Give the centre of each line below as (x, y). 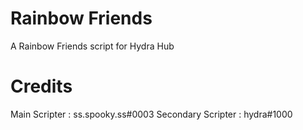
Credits (41, 86)
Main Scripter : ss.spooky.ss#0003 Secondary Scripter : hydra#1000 (151, 114)
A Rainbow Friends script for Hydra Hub (92, 46)
